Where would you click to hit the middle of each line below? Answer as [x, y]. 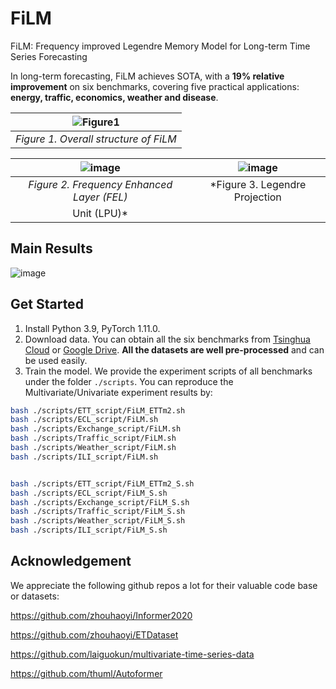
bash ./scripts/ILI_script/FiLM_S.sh [89, 530]
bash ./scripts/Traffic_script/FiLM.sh [93, 438]
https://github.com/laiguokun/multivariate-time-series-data [132, 654]
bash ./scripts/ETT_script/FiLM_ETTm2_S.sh [102, 483]
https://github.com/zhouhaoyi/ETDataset [94, 634]
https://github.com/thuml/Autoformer [86, 673]
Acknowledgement [71, 561]
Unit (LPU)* [100, 213]
